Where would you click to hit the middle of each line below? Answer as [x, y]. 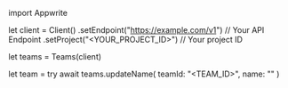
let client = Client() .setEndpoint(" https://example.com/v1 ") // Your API [136, 30]
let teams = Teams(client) [55, 56]
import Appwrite [38, 13]
